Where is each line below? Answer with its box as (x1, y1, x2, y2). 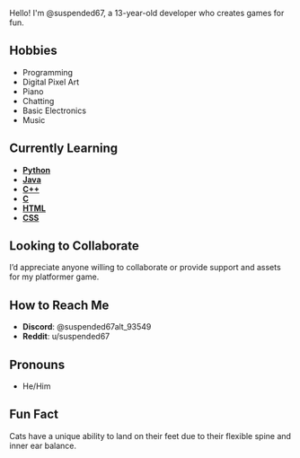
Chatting (22, 95, 55, 106)
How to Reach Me (9, 297, 110, 313)
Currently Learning (9, 141, 119, 156)
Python (22, 164, 51, 175)
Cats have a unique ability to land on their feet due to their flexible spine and (9, 430, 292, 441)
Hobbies (9, 43, 58, 58)
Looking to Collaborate (9, 238, 139, 254)
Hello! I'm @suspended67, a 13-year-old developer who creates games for (9, 8, 285, 18)
